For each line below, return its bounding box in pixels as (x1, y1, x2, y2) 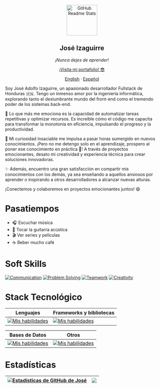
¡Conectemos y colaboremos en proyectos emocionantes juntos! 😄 (5, 186, 140, 192)
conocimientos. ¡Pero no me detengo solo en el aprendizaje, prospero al (5, 141, 150, 146)
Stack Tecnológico (5, 291, 82, 303)
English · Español (64, 76, 100, 82)
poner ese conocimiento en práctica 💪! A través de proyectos (5, 146, 128, 152)
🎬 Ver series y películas (12, 232, 60, 238)
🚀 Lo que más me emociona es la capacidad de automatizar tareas (5, 110, 139, 117)
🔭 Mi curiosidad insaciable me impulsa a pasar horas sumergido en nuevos (5, 136, 156, 142)
